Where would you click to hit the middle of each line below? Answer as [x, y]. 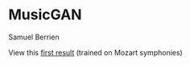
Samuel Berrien [34, 37]
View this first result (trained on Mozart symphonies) [95, 52]
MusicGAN [45, 15]
